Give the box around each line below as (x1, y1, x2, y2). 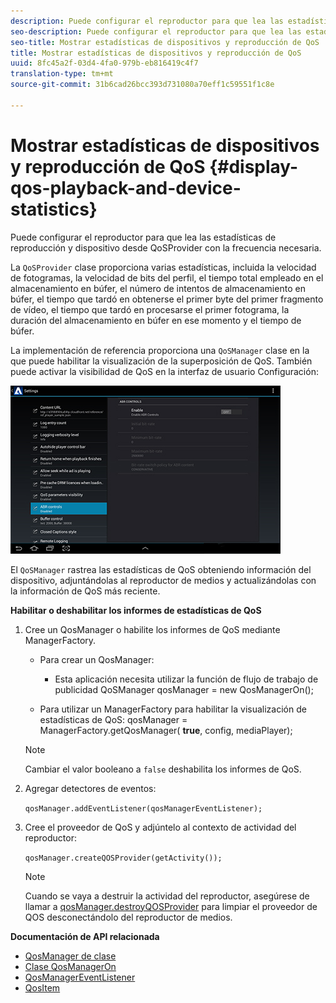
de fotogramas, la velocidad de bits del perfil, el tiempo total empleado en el (10, 271, 324, 284)
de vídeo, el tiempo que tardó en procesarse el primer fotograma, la (10, 303, 290, 315)
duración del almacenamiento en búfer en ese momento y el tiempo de (10, 314, 302, 326)
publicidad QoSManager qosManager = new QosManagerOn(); (54, 683, 314, 695)
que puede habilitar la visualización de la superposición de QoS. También (10, 355, 313, 367)
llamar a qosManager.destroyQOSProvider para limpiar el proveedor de (24, 900, 318, 912)
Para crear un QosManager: (39, 653, 155, 665)
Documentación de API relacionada (10, 930, 160, 942)
